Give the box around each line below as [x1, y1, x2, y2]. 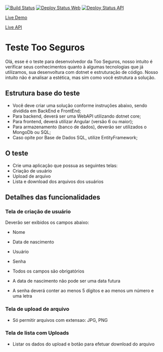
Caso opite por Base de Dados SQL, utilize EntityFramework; [12, 134, 138, 140]
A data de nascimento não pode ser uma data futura [12, 278, 120, 284]
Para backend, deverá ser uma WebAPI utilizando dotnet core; [12, 113, 141, 119]
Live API [5, 24, 23, 30]
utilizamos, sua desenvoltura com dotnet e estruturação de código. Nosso [5, 69, 158, 75]
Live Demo [5, 15, 28, 20]
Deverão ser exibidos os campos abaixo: [5, 219, 89, 226]
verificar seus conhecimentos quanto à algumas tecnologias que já [5, 63, 144, 70]
